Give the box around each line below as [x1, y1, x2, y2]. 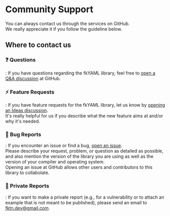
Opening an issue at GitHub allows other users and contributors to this [5, 164, 153, 171]
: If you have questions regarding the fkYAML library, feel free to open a [5, 70, 156, 76]
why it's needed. [5, 118, 40, 124]
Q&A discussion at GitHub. [5, 75, 61, 81]
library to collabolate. [5, 170, 50, 176]
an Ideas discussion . [5, 107, 48, 113]
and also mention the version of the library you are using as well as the [5, 153, 154, 159]
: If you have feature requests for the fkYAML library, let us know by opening [5, 102, 165, 108]
